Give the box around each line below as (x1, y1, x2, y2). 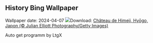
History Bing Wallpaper (5, 4, 78, 12)
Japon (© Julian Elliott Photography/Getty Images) (5, 22, 108, 28)
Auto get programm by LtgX (5, 32, 62, 38)
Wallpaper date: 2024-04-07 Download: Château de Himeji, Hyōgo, (5, 17, 148, 23)
